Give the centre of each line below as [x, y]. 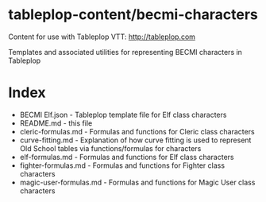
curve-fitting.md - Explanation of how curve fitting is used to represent [135, 140]
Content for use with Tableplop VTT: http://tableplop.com [102, 37]
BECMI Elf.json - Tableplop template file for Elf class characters [123, 115]
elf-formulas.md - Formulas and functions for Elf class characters [127, 157]
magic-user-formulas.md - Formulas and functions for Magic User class [137, 182]
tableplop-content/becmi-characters [133, 15]
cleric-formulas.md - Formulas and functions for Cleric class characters [137, 131]
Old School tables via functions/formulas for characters [110, 148]
